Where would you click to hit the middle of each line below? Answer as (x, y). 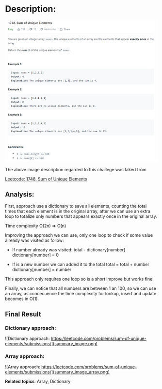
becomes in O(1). (22, 299)
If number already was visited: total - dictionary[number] (69, 250)
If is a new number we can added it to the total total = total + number (81, 265)
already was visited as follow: (34, 240)
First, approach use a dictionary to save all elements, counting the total (76, 206)
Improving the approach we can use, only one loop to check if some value (79, 235)
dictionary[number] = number (42, 270)
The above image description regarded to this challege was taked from (76, 170)
